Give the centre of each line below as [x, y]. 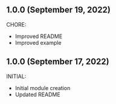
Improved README [39, 36]
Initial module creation [43, 88]
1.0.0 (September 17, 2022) [58, 62]
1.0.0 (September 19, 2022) [58, 10]
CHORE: [16, 24]
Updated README [37, 94]
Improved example [38, 42]
